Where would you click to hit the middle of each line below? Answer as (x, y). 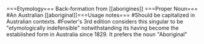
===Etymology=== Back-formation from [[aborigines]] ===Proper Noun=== (102, 9)
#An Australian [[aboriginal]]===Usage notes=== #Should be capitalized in (101, 15)
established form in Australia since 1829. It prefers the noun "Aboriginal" (97, 34)
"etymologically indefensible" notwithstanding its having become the (93, 28)
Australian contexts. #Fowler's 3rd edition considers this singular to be (95, 21)
